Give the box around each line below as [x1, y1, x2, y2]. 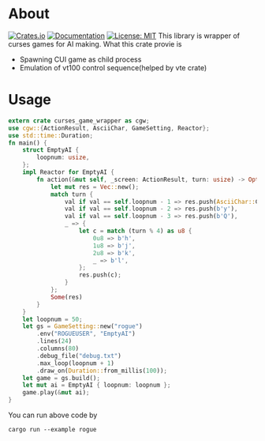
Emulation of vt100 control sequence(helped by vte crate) [19, 62, 207, 72]
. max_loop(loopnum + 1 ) [36, 359, 114, 367]
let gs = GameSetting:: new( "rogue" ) [22, 322, 144, 330]
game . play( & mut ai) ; [22, 389, 90, 397]
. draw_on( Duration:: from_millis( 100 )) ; [36, 367, 168, 375]
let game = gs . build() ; [22, 374, 101, 382]
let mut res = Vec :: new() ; [50, 183, 140, 190]
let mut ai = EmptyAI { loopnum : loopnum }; [22, 381, 171, 390]
